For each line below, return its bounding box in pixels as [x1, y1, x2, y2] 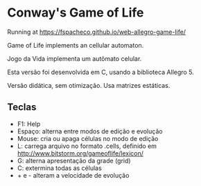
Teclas [7, 102, 37, 113]
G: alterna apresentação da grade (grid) [17, 156, 131, 165]
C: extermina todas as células [17, 164, 102, 172]
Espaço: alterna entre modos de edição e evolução [17, 127, 163, 136]
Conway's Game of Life [7, 5, 144, 21]
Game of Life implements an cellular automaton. [7, 41, 144, 49]
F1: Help [17, 120, 41, 128]
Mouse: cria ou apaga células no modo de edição [17, 134, 159, 142]
